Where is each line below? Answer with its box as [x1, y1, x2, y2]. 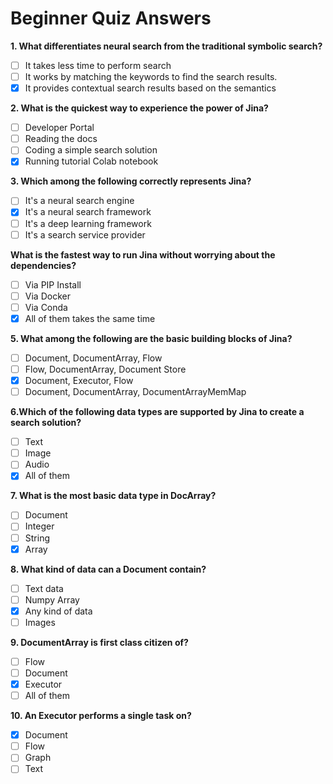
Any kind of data [24, 605, 93, 617]
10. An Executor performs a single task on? [10, 710, 192, 722]
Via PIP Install [24, 278, 82, 291]
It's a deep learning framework [24, 217, 152, 229]
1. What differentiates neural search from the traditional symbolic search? [10, 40, 323, 52]
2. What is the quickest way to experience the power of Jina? [10, 102, 269, 114]
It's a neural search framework [24, 206, 152, 218]
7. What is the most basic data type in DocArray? [10, 490, 217, 502]
